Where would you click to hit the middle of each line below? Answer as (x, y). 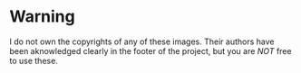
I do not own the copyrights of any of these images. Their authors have (142, 41)
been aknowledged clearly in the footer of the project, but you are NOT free (150, 50)
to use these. (34, 60)
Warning (42, 17)
